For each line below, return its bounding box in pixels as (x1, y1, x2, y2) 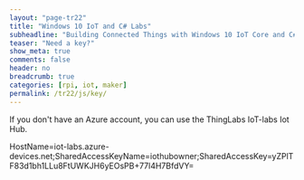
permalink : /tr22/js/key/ (9, 89, 107, 98)
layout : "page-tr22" (9, 13, 88, 23)
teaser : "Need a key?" (9, 38, 95, 48)
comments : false (9, 55, 71, 64)
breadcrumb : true (9, 72, 75, 81)
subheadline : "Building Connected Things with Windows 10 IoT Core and (9, 30, 285, 39)
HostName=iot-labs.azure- (9, 141, 110, 152)
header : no (9, 64, 51, 73)
